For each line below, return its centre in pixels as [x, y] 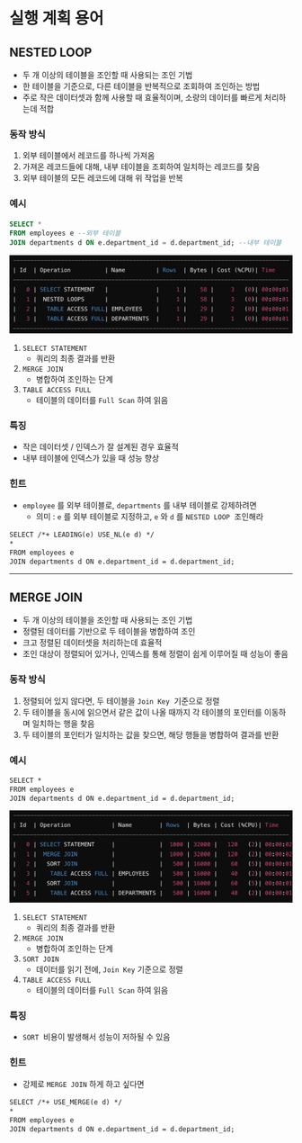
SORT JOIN [41, 959]
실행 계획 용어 [57, 18]
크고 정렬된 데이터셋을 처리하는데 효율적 [92, 643]
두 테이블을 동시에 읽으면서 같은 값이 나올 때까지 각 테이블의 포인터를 [142, 712]
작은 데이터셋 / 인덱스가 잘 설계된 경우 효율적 [101, 447]
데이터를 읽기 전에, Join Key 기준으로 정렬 [109, 969]
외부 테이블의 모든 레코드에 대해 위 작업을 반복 [102, 178]
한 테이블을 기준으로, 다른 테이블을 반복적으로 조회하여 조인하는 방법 [141, 86]
